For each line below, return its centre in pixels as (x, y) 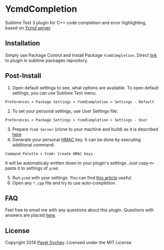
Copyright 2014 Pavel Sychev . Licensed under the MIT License (68, 243)
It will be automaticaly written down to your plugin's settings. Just (71, 163)
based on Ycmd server (28, 28)
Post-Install (23, 76)
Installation (23, 43)
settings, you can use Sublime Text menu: (54, 93)
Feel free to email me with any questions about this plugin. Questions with (80, 210)
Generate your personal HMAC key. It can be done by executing (76, 139)
